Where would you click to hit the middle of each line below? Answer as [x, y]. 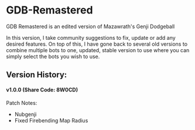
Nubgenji [25, 114]
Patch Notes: [22, 102]
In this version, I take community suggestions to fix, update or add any [91, 37]
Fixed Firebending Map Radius [51, 120]
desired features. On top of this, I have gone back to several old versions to [97, 44]
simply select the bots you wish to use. [53, 56]
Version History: [37, 75]
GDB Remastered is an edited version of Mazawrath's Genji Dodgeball [90, 26]
